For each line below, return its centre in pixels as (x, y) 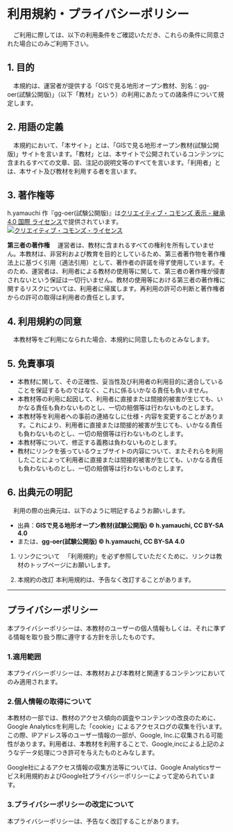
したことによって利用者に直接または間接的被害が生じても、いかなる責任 (120, 460)
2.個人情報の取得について (50, 701)
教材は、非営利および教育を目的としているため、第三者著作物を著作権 (126, 254)
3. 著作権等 (31, 195)
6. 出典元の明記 (40, 492)
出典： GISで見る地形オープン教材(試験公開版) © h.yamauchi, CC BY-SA (120, 525)
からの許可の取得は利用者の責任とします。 (68, 297)
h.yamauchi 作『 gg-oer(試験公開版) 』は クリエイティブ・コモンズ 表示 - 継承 (116, 213)
